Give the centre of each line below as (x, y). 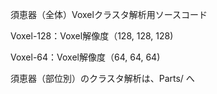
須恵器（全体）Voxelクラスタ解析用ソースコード (109, 14)
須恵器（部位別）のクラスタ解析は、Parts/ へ (102, 78)
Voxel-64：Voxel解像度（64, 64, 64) (85, 57)
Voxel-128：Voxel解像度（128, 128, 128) (92, 36)
